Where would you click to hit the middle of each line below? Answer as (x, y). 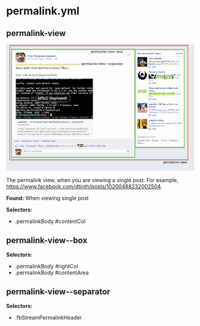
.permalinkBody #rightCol (47, 266)
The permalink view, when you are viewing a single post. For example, (93, 180)
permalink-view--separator (58, 292)
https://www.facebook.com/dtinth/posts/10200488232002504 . (84, 186)
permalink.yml (43, 11)
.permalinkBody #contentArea (52, 273)
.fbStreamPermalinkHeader (48, 318)
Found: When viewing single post (47, 198)
